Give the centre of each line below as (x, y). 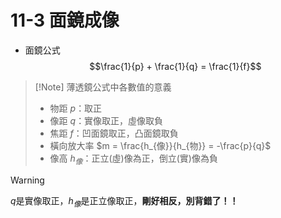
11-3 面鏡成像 (65, 20)
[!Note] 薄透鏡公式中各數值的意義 (103, 87)
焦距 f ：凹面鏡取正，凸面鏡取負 (114, 133)
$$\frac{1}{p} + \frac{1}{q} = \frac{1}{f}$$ (175, 66)
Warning (27, 180)
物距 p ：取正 (76, 108)
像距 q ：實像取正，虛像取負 (106, 120)
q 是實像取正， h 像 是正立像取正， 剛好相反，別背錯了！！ (124, 201)
